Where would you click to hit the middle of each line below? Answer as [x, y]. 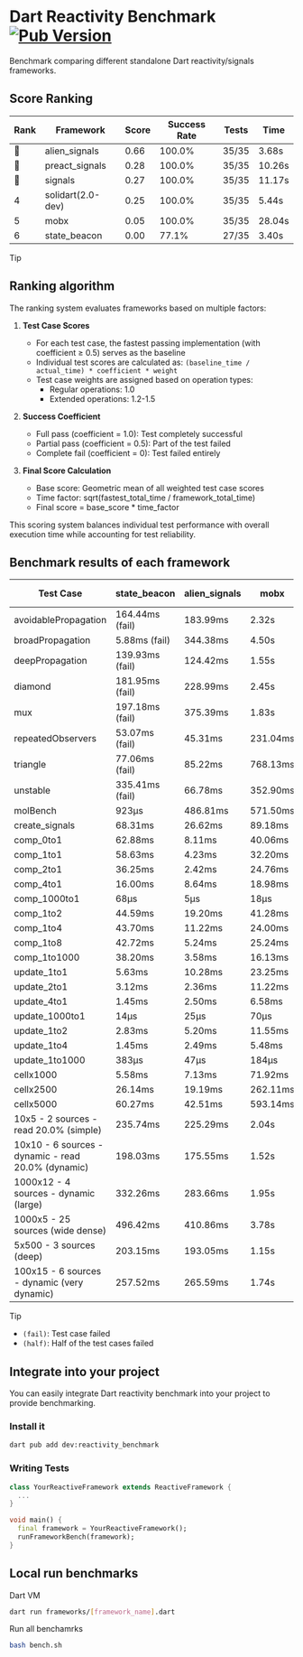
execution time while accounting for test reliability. [103, 534]
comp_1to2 [38, 914]
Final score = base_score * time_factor [107, 507]
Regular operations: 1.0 [92, 389]
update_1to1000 [50, 1060]
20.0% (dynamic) [51, 1168]
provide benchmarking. [53, 1403]
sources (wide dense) [60, 1231]
